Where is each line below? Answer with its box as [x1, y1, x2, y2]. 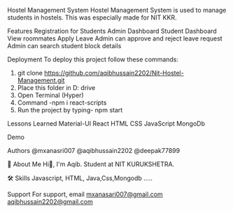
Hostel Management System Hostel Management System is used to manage [7, 6, 227, 14]
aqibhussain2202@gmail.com [7, 198, 93, 205]
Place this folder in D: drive [17, 84, 96, 91]
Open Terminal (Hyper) [17, 91, 84, 99]
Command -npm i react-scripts [17, 98, 107, 107]
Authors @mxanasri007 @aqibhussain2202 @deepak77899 [7, 147, 181, 154]
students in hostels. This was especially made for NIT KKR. [7, 13, 177, 22]
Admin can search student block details [7, 42, 122, 50]
